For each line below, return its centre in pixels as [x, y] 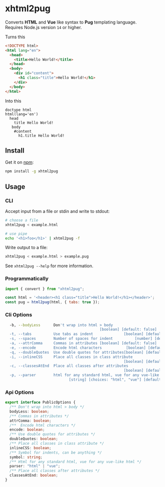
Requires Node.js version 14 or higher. [43, 27]
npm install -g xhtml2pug [31, 171]
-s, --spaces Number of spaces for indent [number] [81, 339]
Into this [13, 101]
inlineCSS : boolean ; [30, 448]
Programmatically [27, 279]
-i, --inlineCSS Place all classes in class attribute [71, 357]
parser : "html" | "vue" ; [35, 466]
